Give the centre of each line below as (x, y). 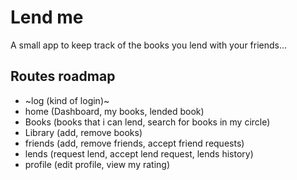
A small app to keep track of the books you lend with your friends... (149, 45)
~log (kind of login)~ (67, 100)
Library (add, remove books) (83, 132)
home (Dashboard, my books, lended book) (114, 111)
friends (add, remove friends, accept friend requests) (134, 143)
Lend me (47, 17)
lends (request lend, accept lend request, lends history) (139, 153)
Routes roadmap (63, 76)
